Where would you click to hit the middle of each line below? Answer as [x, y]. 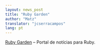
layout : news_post [24, 10]
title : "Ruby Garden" [28, 14]
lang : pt [14, 28]
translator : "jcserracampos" [35, 24]
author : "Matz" [21, 19]
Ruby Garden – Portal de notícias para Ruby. [50, 42]
